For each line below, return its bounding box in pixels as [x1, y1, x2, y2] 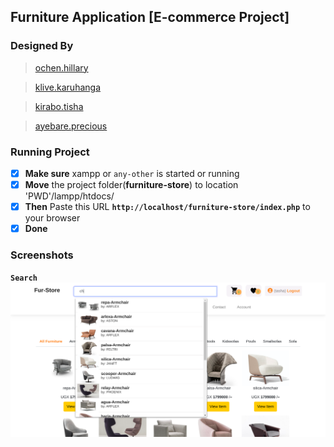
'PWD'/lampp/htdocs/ [24, 190, 115, 202]
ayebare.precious [34, 120, 108, 132]
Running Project [10, 145, 90, 159]
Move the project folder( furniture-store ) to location [24, 179, 239, 191]
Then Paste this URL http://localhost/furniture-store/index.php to [24, 201, 311, 213]
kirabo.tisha [34, 100, 84, 112]
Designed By [10, 39, 74, 53]
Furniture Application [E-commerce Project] [10, 9, 290, 26]
